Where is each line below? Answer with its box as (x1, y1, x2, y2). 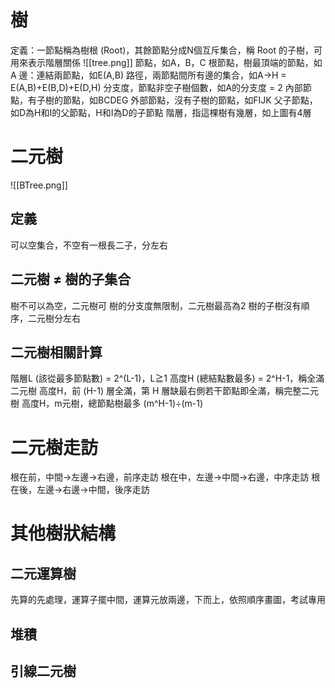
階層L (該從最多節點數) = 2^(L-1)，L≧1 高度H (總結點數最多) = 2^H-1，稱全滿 (10, 372, 325, 385)
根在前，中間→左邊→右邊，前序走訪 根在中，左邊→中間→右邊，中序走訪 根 (10, 471, 321, 483)
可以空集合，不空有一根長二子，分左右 (10, 239, 168, 251)
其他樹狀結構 (10, 522, 117, 545)
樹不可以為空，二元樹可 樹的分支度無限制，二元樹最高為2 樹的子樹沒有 (10, 299, 302, 311)
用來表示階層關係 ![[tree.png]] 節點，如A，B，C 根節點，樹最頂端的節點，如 (10, 56, 323, 68)
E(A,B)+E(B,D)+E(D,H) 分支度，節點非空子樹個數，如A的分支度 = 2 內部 (10, 81, 303, 93)
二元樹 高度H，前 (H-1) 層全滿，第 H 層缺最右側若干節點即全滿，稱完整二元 (10, 385, 320, 397)
